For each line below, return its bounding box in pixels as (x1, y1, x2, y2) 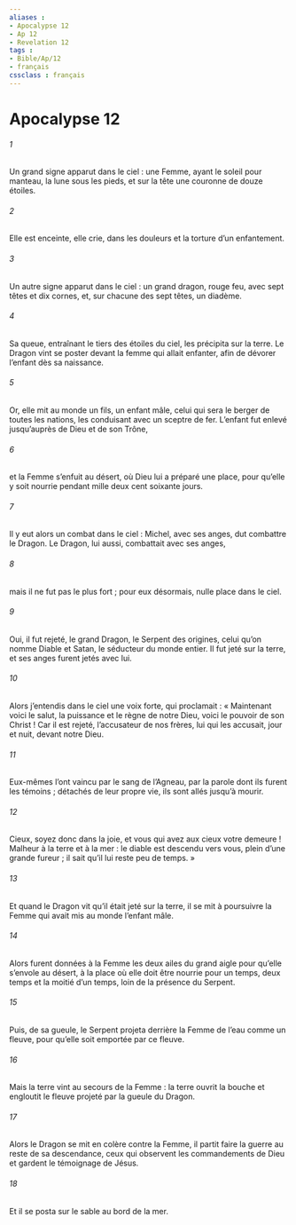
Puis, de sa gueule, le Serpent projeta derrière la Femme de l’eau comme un (9, 1024, 286, 1035)
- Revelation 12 (9, 37, 69, 47)
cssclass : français (9, 71, 86, 80)
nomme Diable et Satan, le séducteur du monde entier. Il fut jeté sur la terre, (9, 643, 286, 653)
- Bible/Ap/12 (9, 54, 62, 63)
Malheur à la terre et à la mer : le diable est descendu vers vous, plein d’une (9, 843, 286, 854)
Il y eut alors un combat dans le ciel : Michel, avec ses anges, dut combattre (9, 529, 286, 540)
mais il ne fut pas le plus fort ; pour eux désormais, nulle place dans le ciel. (9, 586, 282, 597)
